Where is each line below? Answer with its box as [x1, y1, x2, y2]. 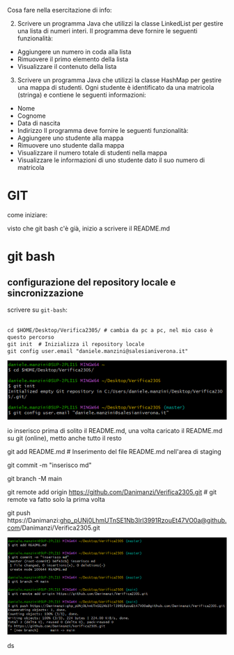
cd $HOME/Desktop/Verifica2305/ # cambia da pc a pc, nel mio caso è [7, 326, 214, 333]
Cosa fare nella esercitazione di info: [7, 6, 113, 14]
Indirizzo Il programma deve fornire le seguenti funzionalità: [17, 127, 189, 134]
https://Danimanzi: [7, 516, 61, 525]
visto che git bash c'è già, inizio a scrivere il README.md [7, 224, 171, 232]
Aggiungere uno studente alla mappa [17, 134, 124, 142]
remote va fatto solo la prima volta [7, 496, 106, 504]
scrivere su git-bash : [7, 306, 68, 314]
